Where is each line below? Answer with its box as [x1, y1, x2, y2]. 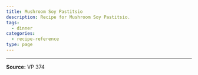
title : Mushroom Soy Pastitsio [6, 8, 83, 15]
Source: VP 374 [6, 63, 45, 70]
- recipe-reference [11, 36, 60, 42]
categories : [6, 31, 35, 37]
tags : [6, 19, 19, 25]
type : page [6, 42, 33, 48]
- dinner [11, 25, 33, 31]
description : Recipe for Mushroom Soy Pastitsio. [6, 14, 131, 20]
